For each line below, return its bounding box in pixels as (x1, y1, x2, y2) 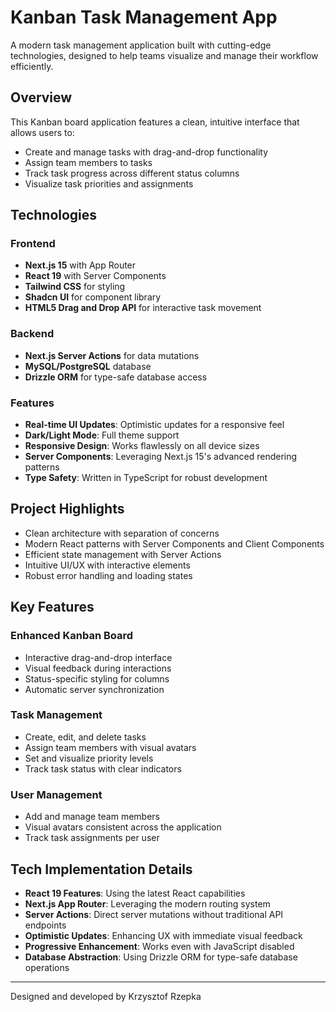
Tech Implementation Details (10, 861, 193, 878)
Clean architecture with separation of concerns (24, 527, 220, 539)
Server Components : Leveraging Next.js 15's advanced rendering (24, 451, 298, 463)
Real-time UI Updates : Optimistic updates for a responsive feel (24, 419, 285, 431)
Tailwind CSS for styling (24, 281, 126, 293)
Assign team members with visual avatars (24, 741, 197, 753)
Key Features (10, 599, 95, 616)
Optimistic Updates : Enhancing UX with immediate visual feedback (24, 929, 303, 941)
